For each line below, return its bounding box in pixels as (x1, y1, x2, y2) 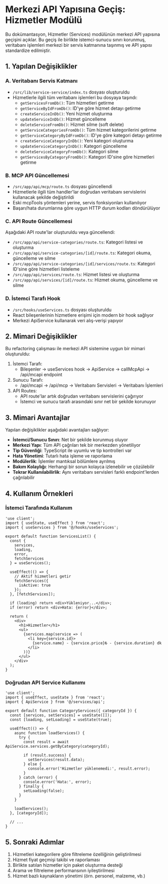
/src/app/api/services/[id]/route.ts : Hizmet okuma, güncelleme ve (12, 277, 158, 283)
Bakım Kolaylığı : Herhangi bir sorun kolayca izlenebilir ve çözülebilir (12, 464, 155, 470)
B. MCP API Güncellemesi (5, 172, 69, 179)
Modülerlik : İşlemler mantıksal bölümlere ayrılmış (12, 459, 115, 465)
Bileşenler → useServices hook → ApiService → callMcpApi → (20, 366, 150, 372)
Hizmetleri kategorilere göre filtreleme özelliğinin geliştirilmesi (12, 851, 142, 857)
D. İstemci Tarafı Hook (5, 295, 61, 302)
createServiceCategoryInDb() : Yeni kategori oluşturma (20, 137, 134, 143)
